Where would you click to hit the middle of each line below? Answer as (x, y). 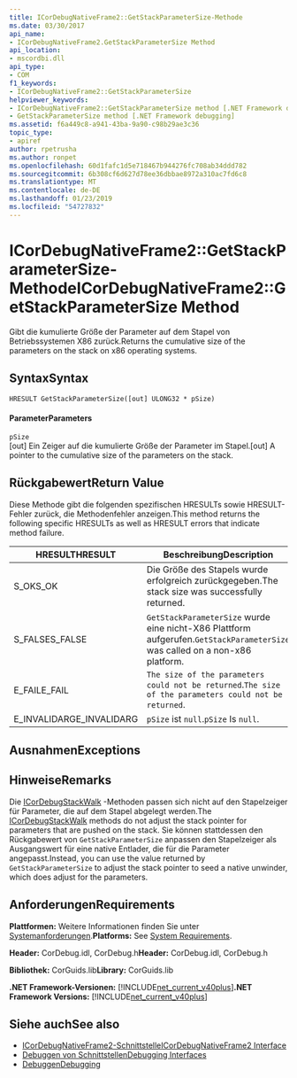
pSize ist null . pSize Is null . (203, 718)
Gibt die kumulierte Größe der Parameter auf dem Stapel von (120, 331)
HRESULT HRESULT (76, 555)
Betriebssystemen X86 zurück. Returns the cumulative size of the (127, 341)
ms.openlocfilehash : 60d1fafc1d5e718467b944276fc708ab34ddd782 (128, 166)
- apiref (25, 141)
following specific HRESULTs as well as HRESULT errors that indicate (135, 523)
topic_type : (31, 133)
